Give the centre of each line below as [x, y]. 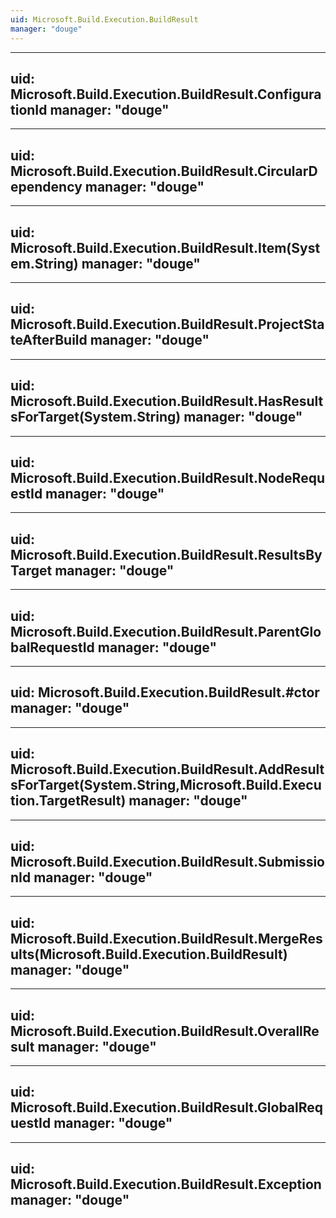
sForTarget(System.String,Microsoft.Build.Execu [166, 785]
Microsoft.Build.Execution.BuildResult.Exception [166, 1184]
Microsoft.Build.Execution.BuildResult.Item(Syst [165, 247]
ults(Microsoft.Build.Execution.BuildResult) [149, 954]
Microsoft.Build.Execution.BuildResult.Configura [166, 94]
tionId [29, 109]
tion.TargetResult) [68, 801]
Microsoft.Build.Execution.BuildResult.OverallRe [165, 1031]
